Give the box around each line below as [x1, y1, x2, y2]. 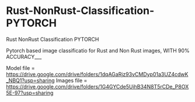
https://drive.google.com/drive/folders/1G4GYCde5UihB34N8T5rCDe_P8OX [6, 83, 189, 90]
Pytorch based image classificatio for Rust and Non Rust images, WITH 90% [6, 47, 190, 54]
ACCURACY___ [6, 53, 42, 60]
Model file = [6, 64, 35, 71]
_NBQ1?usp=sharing [6, 77, 55, 84]
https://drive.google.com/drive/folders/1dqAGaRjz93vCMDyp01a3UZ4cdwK [6, 71, 189, 78]
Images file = [55, 77, 88, 84]
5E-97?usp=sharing [6, 89, 54, 96]
